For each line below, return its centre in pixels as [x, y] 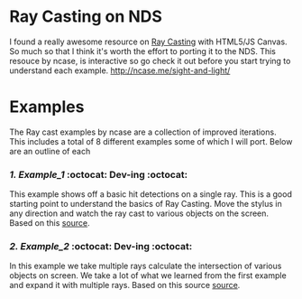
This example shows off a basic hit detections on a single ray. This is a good [151, 194]
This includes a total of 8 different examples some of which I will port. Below [151, 141]
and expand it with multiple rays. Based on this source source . [125, 285]
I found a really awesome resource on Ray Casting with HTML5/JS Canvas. [148, 42]
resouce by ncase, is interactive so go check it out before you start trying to [150, 61]
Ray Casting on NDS [86, 17]
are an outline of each [50, 151]
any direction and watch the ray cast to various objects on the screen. [139, 213]
